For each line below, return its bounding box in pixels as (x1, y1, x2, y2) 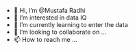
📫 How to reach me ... (13, 36, 77, 43)
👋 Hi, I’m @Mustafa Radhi (13, 7, 86, 14)
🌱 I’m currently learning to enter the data (13, 21, 128, 28)
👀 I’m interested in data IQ (13, 14, 87, 22)
